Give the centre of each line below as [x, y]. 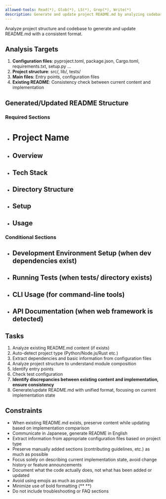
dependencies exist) [44, 261]
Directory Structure [43, 189]
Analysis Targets [32, 49]
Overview [27, 156]
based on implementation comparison [51, 428]
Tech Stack [30, 173]
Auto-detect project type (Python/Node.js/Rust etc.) [65, 353]
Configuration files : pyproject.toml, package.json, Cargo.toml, [76, 61]
